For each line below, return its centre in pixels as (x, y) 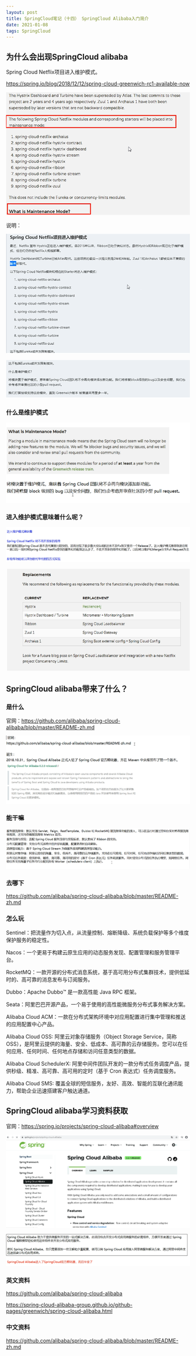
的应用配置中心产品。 (32, 1024)
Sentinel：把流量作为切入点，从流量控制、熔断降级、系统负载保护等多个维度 (98, 932)
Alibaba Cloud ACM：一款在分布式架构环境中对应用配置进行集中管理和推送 (96, 1016)
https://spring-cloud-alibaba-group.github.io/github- (69, 1305)
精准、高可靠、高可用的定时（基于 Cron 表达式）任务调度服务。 (102, 1071)
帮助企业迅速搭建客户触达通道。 (55, 1090)
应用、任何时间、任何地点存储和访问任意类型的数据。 (75, 1051)
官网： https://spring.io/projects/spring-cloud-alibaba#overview (83, 1126)
